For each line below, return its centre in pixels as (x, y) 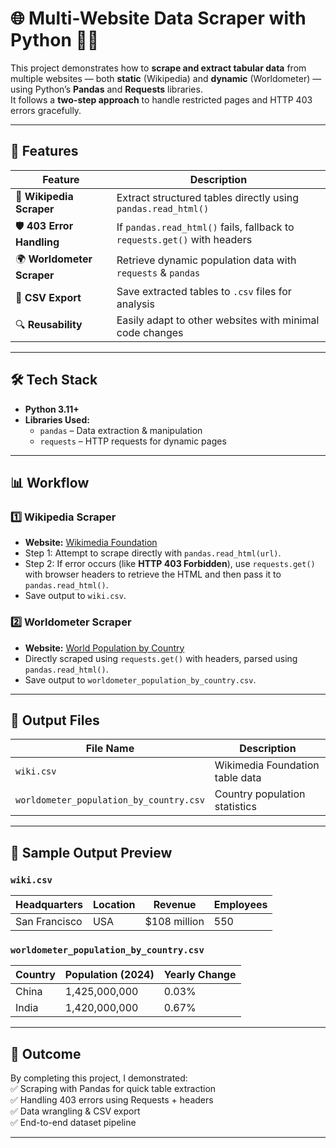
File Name (110, 749)
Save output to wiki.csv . (75, 596)
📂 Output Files (55, 720)
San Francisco (49, 922)
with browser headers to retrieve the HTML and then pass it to (153, 574)
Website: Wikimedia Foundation (91, 543)
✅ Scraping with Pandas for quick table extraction (113, 1089)
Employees (240, 905)
